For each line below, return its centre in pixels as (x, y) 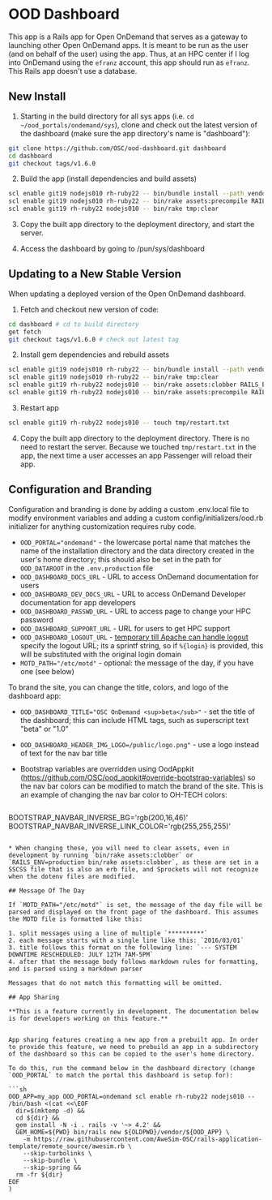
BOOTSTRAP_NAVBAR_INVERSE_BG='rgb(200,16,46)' (98, 817)
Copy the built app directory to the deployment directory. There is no (135, 438)
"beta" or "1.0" (44, 729)
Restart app (39, 407)
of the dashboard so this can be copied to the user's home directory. (132, 1054)
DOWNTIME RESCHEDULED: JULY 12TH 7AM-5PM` (81, 954)
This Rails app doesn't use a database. (73, 71)
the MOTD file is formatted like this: (76, 919)
